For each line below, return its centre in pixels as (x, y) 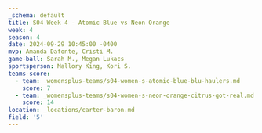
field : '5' (26, 117)
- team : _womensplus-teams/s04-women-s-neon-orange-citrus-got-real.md (135, 95)
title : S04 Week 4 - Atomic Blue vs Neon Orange (89, 23)
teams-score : (29, 74)
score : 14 (38, 102)
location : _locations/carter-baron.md (71, 110)
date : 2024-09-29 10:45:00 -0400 (63, 45)
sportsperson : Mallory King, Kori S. (70, 66)
